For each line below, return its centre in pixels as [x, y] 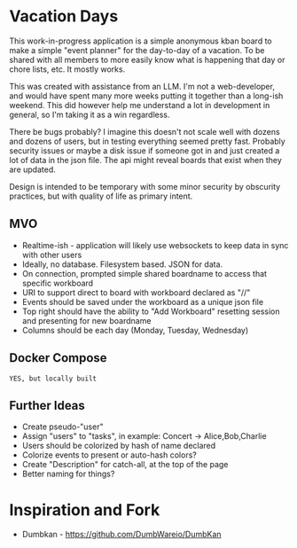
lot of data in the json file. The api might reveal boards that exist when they [145, 160]
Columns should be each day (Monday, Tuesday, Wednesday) [135, 330]
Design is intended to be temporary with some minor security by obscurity [145, 186]
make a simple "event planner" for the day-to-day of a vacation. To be [137, 50]
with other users [52, 254]
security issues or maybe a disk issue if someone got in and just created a [145, 150]
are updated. [32, 169]
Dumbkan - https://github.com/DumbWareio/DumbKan [121, 535]
